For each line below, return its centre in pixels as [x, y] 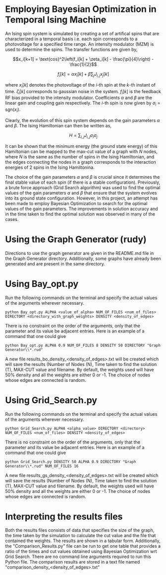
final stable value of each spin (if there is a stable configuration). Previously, [83, 182]
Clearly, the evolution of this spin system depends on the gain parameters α [83, 120]
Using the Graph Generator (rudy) [76, 239]
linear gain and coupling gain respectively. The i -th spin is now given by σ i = [83, 104]
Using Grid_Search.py [51, 400]
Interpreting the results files [64, 517]
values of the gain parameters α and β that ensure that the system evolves [81, 193]
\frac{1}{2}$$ [83, 64]
